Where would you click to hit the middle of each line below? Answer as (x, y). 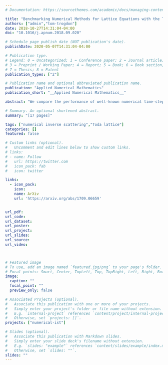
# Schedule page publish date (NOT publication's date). (66, 42)
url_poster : (17, 226)
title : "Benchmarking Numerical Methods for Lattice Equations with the (82, 19)
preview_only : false (31, 290)
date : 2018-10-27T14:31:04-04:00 (40, 28)
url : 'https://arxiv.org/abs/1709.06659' (58, 199)
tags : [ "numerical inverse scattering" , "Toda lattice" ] (64, 124)
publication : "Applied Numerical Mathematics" (54, 88)
